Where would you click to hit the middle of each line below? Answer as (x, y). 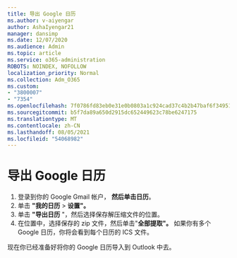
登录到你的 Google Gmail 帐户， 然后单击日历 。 (86, 197)
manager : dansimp (33, 34)
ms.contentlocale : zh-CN (44, 125)
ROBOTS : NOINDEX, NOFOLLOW (47, 66)
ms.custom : (23, 86)
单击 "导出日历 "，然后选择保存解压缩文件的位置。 (90, 215)
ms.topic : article (34, 54)
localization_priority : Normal (53, 73)
